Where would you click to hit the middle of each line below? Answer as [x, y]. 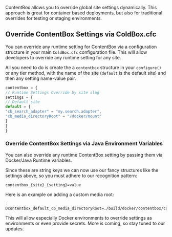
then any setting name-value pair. [41, 78]
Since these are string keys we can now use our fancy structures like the [82, 170]
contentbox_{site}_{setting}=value [43, 185]
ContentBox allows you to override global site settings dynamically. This [81, 7]
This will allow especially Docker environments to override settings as [79, 218]
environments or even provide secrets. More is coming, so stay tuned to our [85, 223]
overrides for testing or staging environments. [54, 18]
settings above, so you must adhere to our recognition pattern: [71, 176]
